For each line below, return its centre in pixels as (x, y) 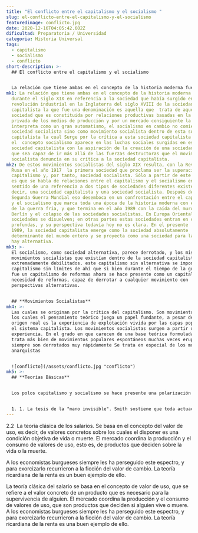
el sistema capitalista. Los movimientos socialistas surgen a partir (100, 329)
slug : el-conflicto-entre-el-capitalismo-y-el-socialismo (79, 17)
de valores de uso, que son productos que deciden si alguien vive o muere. (98, 505)
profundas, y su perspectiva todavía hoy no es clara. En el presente (100, 225)
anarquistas (26, 351)
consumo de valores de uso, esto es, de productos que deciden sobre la (94, 444)
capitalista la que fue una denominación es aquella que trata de (96, 110)
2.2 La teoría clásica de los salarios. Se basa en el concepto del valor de (95, 426)
